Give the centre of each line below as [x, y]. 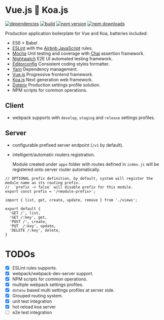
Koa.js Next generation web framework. [52, 80]
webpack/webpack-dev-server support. [53, 273]
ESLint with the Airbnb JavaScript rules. [52, 48]
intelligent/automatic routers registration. [53, 155]
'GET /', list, [25, 213]
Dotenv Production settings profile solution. [56, 85]
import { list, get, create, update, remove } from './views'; [71, 200]
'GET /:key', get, [29, 217]
